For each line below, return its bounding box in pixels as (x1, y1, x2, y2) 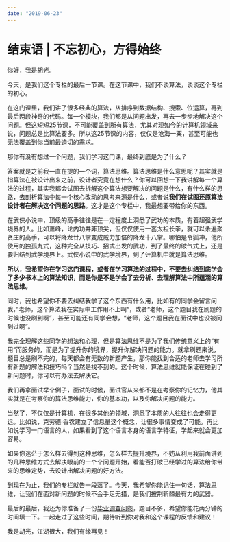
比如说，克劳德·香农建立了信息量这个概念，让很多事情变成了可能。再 (18, 417, 214, 425)
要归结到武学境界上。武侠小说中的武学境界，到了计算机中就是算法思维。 (7, 250, 211, 258)
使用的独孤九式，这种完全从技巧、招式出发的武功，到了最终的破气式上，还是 (7, 241, 223, 250)
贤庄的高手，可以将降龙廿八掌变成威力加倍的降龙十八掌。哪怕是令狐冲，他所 (7, 233, 223, 241)
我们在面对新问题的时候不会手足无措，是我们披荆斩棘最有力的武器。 (25, 489, 217, 497)
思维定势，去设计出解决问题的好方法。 (18, 466, 127, 474)
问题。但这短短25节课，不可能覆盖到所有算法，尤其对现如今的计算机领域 (7, 121, 212, 129)
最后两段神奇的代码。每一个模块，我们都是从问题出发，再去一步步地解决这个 (7, 112, 223, 120)
